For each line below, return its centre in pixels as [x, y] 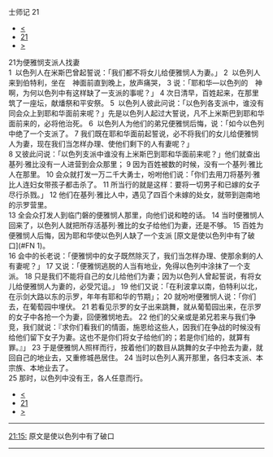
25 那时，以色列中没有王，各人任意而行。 [78, 378]
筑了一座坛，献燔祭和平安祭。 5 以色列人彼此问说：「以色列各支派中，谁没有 [136, 103]
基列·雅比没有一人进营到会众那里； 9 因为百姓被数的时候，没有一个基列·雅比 [136, 164]
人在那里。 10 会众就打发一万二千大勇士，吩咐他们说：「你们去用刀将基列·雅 [134, 174]
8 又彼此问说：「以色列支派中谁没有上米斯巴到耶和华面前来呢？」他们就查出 [134, 154]
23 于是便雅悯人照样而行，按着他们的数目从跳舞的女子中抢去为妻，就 [147, 347]
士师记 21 [24, 12]
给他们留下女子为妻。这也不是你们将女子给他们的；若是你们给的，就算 [126, 337]
